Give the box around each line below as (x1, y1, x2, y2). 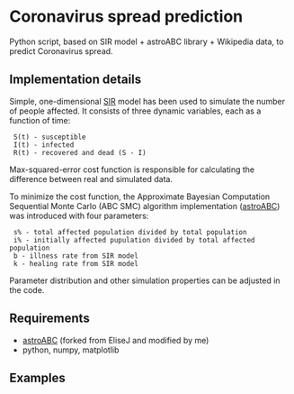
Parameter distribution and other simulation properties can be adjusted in (9, 275, 281, 286)
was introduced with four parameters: (9, 210, 149, 221)
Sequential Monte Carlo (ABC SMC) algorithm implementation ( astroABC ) (9, 200, 281, 211)
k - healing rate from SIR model (13, 259, 139, 268)
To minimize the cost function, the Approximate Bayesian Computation (9, 191, 271, 202)
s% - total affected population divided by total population (13, 227, 247, 236)
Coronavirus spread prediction (9, 6, 244, 27)
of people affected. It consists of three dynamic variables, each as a (9, 105, 262, 116)
